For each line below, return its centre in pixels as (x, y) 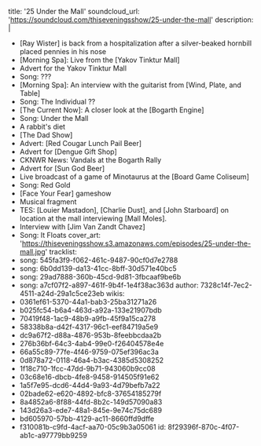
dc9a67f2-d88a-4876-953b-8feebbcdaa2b (90, 335)
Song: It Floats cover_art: (60, 235)
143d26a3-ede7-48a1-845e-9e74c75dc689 (91, 410)
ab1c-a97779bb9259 (53, 435)
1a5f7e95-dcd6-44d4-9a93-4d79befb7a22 (90, 385)
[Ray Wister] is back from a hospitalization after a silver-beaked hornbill (136, 43)
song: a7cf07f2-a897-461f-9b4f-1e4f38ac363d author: (109, 285)
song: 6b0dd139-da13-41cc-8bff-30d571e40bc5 (98, 269)
